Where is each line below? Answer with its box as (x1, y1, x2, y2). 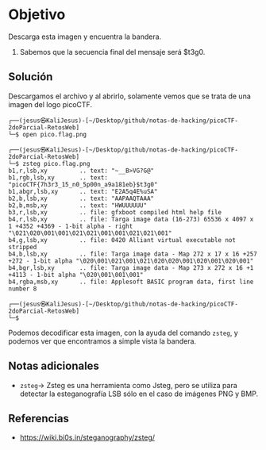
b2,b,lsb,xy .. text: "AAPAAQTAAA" (8, 194, 155, 202)
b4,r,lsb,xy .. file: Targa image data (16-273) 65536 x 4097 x (8, 215, 254, 223)
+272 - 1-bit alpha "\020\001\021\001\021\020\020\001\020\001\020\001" (8, 256, 254, 265)
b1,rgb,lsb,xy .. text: (8, 173, 109, 182)
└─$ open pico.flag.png (8, 130, 87, 138)
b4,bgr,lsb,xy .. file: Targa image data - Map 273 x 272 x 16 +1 (8, 263, 254, 271)
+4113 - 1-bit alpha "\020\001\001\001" (8, 271, 145, 279)
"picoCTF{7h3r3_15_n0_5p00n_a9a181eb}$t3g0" (8, 180, 158, 188)
